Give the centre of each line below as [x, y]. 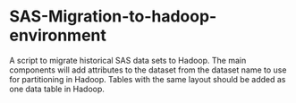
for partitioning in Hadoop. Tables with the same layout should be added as [148, 79]
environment [58, 35]
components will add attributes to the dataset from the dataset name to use [148, 70]
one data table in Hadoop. [57, 89]
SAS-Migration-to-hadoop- [113, 17]
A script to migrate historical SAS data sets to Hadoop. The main [128, 60]
